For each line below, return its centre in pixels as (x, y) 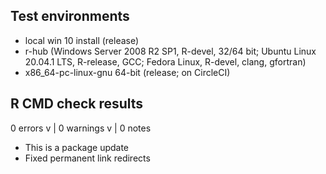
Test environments (70, 16)
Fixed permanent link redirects (87, 158)
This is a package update (77, 147)
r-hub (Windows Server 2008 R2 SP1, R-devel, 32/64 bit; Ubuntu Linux (170, 51)
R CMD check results (77, 104)
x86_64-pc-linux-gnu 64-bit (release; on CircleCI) (127, 72)
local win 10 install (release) (82, 40)
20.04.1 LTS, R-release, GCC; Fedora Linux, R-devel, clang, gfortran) (165, 61)
